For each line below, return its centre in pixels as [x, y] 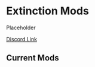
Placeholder [21, 28]
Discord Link [22, 39]
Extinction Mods [48, 11]
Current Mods [33, 58]
